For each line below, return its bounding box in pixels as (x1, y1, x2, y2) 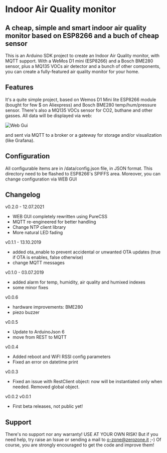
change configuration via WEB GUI (5, 176, 77, 182)
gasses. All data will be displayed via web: (5, 112, 92, 119)
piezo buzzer (12, 309, 40, 315)
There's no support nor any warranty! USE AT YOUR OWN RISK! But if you (5, 431, 158, 437)
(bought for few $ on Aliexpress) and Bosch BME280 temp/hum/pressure (5, 102, 156, 108)
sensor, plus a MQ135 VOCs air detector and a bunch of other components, (5, 63, 160, 69)
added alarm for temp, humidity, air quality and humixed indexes (12, 279, 145, 285)
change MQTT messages (12, 260, 65, 266)
